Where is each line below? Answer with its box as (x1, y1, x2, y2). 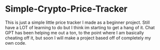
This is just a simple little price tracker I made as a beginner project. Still (5, 19, 150, 25)
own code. (5, 40, 26, 46)
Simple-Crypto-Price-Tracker (5, 3, 128, 15)
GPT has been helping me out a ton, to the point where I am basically (5, 30, 144, 35)
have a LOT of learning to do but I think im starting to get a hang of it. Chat (5, 24, 155, 30)
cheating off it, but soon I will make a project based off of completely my (5, 35, 151, 41)
